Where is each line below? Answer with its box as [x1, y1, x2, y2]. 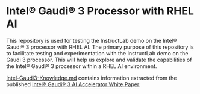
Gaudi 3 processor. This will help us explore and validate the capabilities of [6, 56, 192, 63]
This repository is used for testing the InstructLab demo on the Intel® [6, 37, 177, 44]
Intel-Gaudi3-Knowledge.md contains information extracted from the [6, 74, 177, 81]
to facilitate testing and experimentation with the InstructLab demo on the [6, 49, 189, 57]
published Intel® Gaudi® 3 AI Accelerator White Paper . [6, 80, 141, 88]
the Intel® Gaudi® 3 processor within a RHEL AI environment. [6, 62, 157, 70]
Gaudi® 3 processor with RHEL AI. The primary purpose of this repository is [6, 43, 194, 51]
